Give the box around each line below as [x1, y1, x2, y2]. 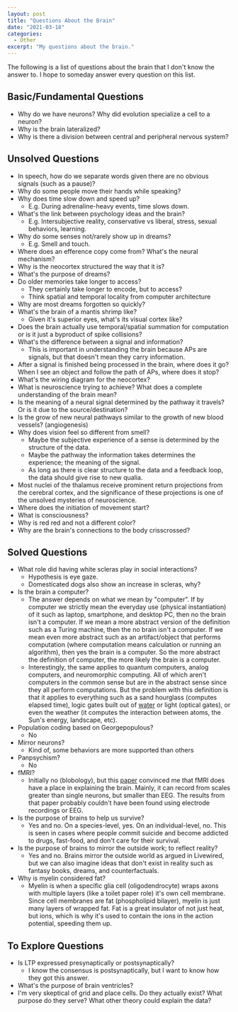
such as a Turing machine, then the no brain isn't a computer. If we [28, 625, 223, 634]
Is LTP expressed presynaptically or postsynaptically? [17, 959, 175, 967]
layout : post [7, 10, 46, 18]
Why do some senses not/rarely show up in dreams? [17, 232, 171, 240]
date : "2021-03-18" [7, 23, 65, 30]
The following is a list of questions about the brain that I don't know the [7, 63, 215, 71]
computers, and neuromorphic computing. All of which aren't [28, 671, 207, 679]
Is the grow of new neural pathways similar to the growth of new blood [17, 413, 225, 421]
